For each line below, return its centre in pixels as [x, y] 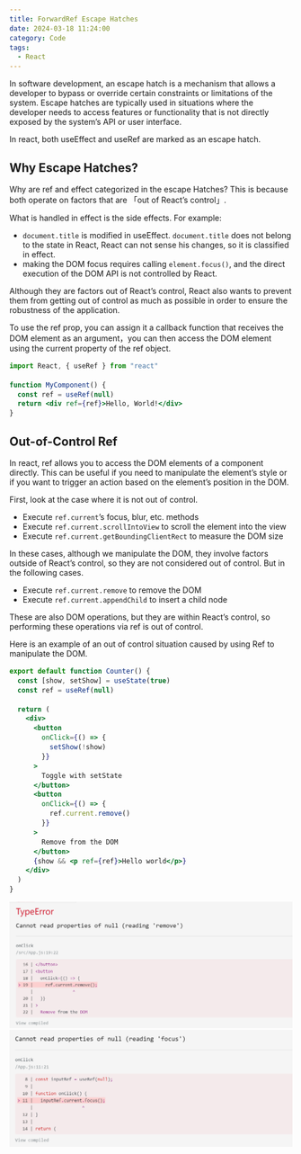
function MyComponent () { [58, 385]
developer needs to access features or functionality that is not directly [139, 112]
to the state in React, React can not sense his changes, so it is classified [155, 245]
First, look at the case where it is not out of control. [104, 500]
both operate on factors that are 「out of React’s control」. [118, 200]
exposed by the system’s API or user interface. [96, 122]
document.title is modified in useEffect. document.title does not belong [157, 235]
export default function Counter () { [80, 671]
